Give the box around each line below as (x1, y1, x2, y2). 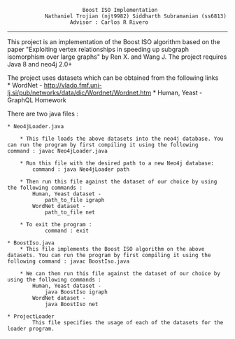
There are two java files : (7, 109, 79, 118)
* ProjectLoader (7, 313, 55, 320)
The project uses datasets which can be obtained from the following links (7, 74, 219, 82)
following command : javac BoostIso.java (7, 258, 130, 265)
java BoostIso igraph (44, 289, 108, 296)
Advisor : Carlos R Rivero (69, 19, 149, 26)
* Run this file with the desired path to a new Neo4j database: (20, 160, 215, 167)
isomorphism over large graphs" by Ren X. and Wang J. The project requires (7, 53, 227, 61)
